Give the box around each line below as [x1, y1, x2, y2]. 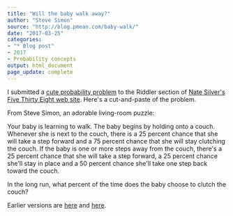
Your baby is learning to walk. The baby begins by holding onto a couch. [7, 122, 215, 130]
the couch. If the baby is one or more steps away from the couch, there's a [7, 144, 223, 153]
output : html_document [7, 62, 73, 69]
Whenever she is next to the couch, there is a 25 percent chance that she [7, 130, 218, 138]
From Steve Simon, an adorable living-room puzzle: [7, 109, 155, 117]
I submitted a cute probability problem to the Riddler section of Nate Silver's [7, 88, 225, 96]
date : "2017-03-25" [7, 29, 64, 37]
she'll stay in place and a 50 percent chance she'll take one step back [7, 159, 208, 167]
